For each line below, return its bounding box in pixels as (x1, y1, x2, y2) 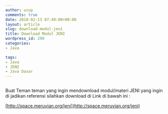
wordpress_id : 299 (5, 36, 45, 41)
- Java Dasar (5, 69, 33, 74)
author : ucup (5, 7, 33, 13)
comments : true (5, 12, 38, 17)
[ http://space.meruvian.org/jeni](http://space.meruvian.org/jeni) (5, 103, 140, 109)
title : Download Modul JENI (5, 31, 66, 36)
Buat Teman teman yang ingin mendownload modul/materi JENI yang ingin (5, 87, 163, 94)
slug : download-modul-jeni (5, 27, 63, 32)
